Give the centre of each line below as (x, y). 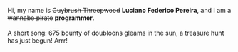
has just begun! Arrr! (37, 41)
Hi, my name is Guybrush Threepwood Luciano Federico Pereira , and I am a (119, 10)
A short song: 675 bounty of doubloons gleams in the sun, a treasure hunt (116, 33)
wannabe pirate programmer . (51, 18)
